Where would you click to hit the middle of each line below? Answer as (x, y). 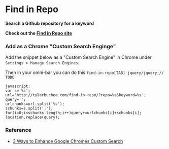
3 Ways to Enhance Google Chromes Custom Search (68, 141)
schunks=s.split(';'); (29, 108)
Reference (18, 130)
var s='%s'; (18, 91)
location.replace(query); (32, 118)
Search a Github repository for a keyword (49, 23)
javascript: (18, 86)
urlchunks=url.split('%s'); (35, 104)
